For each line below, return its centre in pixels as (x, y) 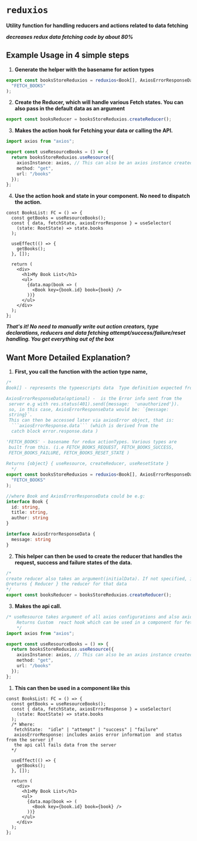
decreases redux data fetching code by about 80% (70, 36)
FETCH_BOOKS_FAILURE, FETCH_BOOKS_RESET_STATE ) (69, 453)
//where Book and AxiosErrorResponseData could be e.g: (76, 496)
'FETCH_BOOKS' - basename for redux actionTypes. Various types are (91, 442)
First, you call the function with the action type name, (81, 372)
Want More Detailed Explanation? (68, 357)
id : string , (26, 507)
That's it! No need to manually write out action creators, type (82, 327)
